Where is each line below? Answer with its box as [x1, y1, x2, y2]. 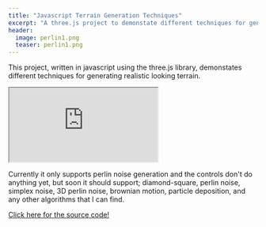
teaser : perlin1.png [15, 41, 83, 49]
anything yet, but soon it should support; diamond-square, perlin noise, [8, 178, 241, 187]
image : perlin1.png [15, 33, 80, 42]
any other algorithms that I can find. [8, 195, 125, 204]
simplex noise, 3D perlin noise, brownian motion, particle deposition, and [8, 187, 246, 196]
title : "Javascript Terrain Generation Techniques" [8, 11, 182, 20]
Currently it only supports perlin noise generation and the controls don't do [8, 169, 253, 179]
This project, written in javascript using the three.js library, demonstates [8, 62, 242, 72]
